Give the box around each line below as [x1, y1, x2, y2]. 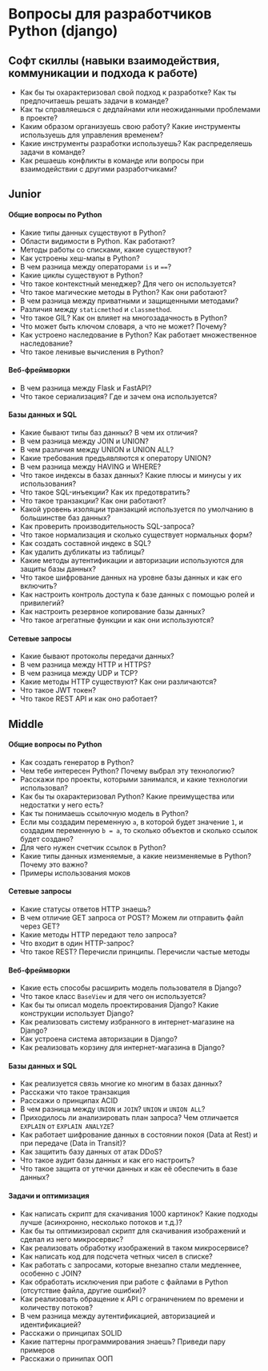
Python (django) [8, 22, 118, 40]
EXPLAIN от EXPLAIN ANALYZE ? [19, 1122, 114, 1131]
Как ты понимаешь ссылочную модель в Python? [19, 808, 190, 818]
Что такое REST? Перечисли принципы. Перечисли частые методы [19, 947, 250, 956]
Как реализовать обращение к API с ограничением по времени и [19, 1294, 244, 1304]
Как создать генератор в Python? [19, 757, 134, 766]
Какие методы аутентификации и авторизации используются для [19, 556, 244, 565]
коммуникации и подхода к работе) [8, 66, 198, 80]
